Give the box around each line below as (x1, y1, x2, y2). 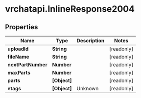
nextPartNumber (7, 61, 47, 68)
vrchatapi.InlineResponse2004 (5, 3, 135, 15)
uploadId (7, 45, 29, 52)
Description (76, 38, 105, 44)
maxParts (7, 69, 31, 76)
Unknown (76, 85, 99, 92)
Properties (5, 23, 38, 31)
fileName (7, 54, 29, 60)
